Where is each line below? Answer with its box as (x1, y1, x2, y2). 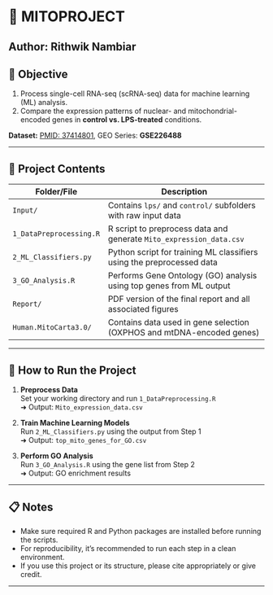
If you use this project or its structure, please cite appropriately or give (19, 561, 257, 571)
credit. (19, 569, 42, 579)
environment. (19, 552, 65, 562)
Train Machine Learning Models (19, 418, 130, 428)
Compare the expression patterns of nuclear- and (19, 106, 187, 116)
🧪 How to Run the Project (8, 363, 136, 377)
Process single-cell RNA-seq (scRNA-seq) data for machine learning (19, 89, 250, 98)
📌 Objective (8, 67, 68, 81)
